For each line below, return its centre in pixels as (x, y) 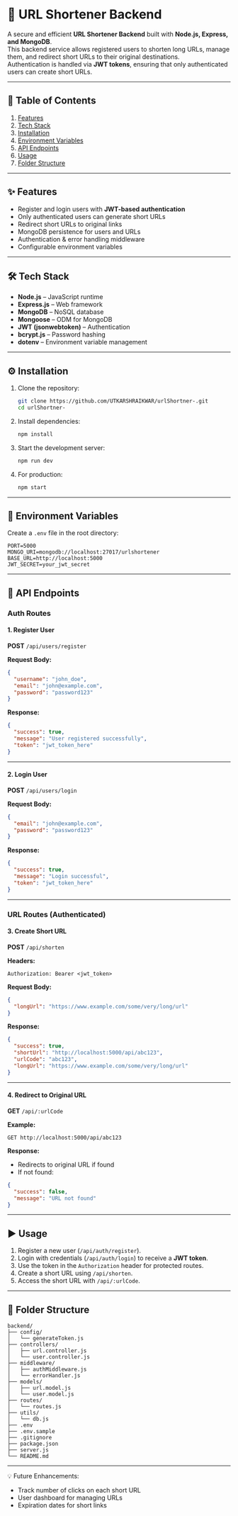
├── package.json (33, 1444)
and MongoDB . (30, 41)
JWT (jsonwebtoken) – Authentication (74, 327)
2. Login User (27, 775)
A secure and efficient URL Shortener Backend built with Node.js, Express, (118, 34)
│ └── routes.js (34, 1407)
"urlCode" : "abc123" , (46, 1060)
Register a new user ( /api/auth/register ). (79, 1251)
